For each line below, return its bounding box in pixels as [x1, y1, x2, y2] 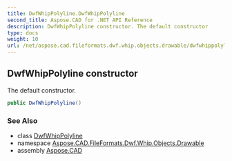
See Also [7, 115, 38, 125]
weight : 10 [7, 36, 39, 43]
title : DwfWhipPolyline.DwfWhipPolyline [7, 10, 126, 17]
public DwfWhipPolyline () [7, 100, 81, 106]
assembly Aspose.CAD [17, 146, 83, 154]
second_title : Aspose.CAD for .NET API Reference [7, 17, 153, 23]
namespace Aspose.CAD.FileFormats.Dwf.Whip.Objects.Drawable [17, 139, 205, 147]
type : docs [7, 29, 39, 37]
